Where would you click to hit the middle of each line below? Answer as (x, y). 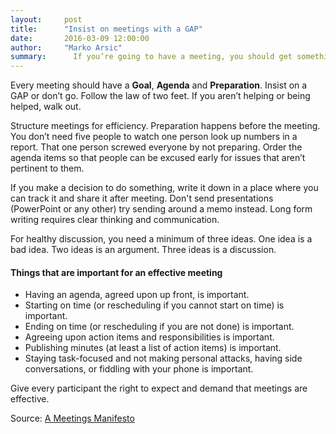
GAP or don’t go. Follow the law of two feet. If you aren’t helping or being (160, 96)
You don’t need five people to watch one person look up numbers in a (154, 137)
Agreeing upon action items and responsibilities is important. (149, 337)
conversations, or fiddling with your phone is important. (139, 369)
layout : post (46, 19)
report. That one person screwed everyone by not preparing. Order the (156, 147)
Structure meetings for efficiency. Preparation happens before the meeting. (165, 126)
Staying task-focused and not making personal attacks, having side (163, 358)
